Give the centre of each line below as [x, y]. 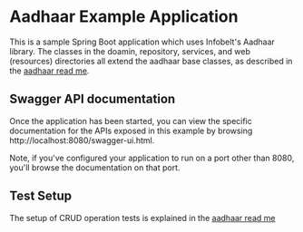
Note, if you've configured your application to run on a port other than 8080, [152, 158]
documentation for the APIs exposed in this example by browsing [131, 130]
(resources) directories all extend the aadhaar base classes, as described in [151, 61]
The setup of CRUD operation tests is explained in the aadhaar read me [142, 217]
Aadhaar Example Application [124, 17]
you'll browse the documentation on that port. [95, 167]
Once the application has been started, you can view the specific [131, 121]
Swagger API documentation [93, 99]
